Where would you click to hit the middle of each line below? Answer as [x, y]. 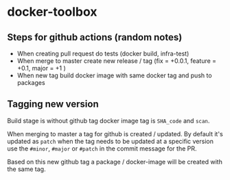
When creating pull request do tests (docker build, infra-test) [103, 53]
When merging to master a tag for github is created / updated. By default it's [115, 133]
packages [31, 82]
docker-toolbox [52, 12]
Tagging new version [53, 104]
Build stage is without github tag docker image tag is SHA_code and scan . [108, 120]
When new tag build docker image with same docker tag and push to [114, 75]
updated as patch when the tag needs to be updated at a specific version [111, 141]
